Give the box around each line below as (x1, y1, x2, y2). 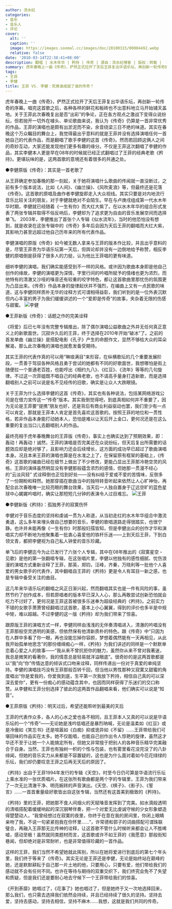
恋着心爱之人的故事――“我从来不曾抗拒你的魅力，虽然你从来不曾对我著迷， (5, 647, 165, 653)
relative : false (10, 50, 45, 55)
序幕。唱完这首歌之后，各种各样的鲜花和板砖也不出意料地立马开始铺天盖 (14, 104, 167, 111)
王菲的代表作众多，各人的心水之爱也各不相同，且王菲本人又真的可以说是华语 (5, 713, 167, 720)
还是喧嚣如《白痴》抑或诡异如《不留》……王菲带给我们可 (45, 726, 166, 732)
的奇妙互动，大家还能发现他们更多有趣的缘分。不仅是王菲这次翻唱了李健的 (5, 143, 162, 149)
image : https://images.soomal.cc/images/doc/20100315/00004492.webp (10, 46, 159, 51)
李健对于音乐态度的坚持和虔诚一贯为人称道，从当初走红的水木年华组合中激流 (5, 512, 167, 518)
